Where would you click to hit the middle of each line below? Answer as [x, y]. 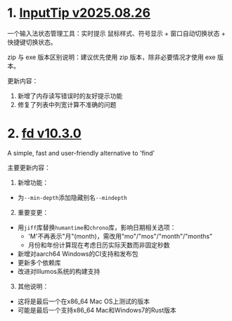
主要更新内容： [29, 168]
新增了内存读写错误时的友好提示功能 [70, 96]
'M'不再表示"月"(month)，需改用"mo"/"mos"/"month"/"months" [120, 236]
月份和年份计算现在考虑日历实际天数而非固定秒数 [99, 245]
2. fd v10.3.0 [45, 133]
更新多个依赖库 [39, 263]
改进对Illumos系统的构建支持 [59, 271]
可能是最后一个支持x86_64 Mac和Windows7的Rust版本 [97, 310]
